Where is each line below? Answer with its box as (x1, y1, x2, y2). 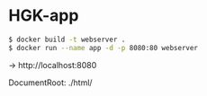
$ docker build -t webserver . (8, 35, 126, 44)
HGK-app (8, 5, 79, 26)
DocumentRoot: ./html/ (8, 77, 93, 88)
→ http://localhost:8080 (8, 59, 97, 70)
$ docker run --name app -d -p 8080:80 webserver (8, 43, 199, 52)
